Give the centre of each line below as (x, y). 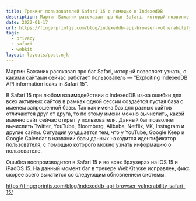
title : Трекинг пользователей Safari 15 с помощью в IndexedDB (85, 11)
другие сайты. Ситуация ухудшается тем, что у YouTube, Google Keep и (95, 132)
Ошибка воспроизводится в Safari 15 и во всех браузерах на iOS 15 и (92, 162)
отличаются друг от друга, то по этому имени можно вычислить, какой (95, 114)
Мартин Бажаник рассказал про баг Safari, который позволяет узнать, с (96, 71)
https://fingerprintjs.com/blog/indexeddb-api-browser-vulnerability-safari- (96, 186)
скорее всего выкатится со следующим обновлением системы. (86, 174)
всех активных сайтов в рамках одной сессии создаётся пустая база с (95, 101)
